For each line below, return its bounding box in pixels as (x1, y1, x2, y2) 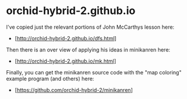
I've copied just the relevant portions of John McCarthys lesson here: (6, 23, 175, 30)
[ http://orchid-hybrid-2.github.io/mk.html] (14, 57, 116, 64)
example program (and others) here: (6, 75, 94, 82)
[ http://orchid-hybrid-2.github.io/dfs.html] (14, 35, 117, 42)
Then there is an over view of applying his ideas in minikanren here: (6, 46, 170, 53)
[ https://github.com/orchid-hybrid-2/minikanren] (14, 86, 133, 93)
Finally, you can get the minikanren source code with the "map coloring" (6, 69, 182, 76)
